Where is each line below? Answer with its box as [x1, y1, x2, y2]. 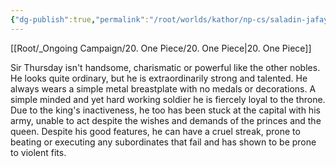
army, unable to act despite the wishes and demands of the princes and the [10, 114, 322, 126]
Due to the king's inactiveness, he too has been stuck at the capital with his [10, 104, 321, 116]
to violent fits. [10, 146, 67, 158]
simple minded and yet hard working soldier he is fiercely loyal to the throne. [10, 93, 326, 105]
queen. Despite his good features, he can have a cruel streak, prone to [10, 125, 301, 137]
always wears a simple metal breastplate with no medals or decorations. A [10, 82, 317, 95]
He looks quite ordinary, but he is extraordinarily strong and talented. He [10, 72, 308, 84]
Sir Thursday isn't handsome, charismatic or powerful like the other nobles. [10, 61, 321, 73]
